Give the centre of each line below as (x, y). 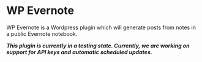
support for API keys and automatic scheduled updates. (80, 52)
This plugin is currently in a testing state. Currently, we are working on (98, 46)
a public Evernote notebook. (42, 33)
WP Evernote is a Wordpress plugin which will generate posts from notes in (101, 27)
